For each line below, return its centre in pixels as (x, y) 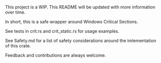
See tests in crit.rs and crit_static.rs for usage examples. (62, 31)
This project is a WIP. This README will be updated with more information (80, 7)
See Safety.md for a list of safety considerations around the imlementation (81, 41)
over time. (15, 12)
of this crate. (18, 46)
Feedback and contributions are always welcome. (56, 55)
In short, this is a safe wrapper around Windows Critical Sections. (72, 22)
